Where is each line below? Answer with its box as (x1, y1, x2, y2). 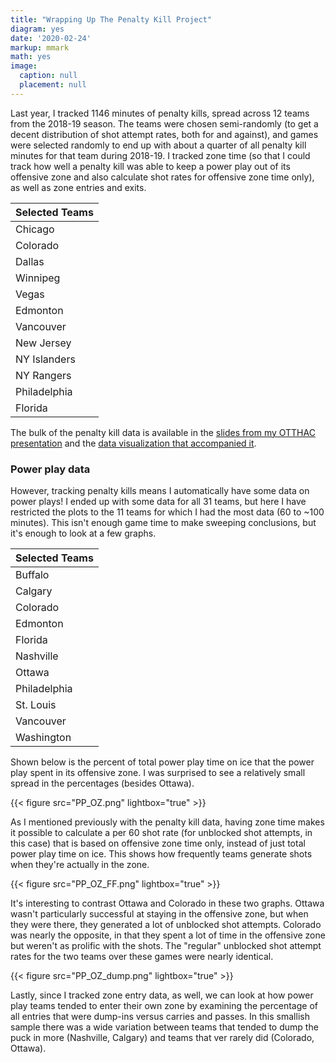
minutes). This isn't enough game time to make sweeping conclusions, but (10, 517, 317, 529)
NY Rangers (15, 368, 72, 382)
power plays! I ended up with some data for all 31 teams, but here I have (10, 496, 307, 508)
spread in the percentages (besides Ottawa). (10, 777, 195, 790)
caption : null (19, 71, 78, 81)
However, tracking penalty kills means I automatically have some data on (10, 485, 310, 497)
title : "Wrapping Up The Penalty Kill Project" (10, 14, 213, 25)
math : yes (10, 52, 52, 62)
